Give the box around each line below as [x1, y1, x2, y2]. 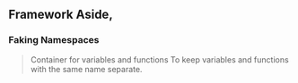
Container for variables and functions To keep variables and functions [30, 54, 289, 65]
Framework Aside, [8, 7, 113, 22]
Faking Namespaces [8, 34, 100, 46]
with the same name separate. [30, 63, 143, 74]
